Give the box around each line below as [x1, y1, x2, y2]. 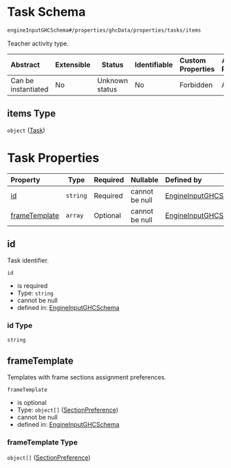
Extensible [54, 60, 91, 69]
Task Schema [7, 4, 86, 20]
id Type [7, 321, 33, 331]
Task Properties [7, 150, 100, 166]
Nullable [130, 175, 159, 184]
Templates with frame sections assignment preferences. [7, 373, 166, 381]
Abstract [10, 60, 40, 69]
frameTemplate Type [7, 438, 78, 447]
